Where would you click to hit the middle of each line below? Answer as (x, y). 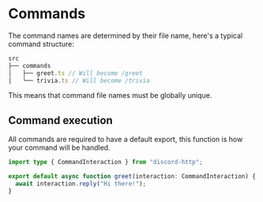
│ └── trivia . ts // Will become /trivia (79, 80)
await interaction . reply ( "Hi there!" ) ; (81, 184)
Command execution (60, 120)
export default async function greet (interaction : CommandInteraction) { (132, 177)
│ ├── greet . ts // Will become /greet (76, 73)
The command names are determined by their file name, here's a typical (126, 36)
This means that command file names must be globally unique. (110, 95)
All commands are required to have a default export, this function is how (126, 140)
